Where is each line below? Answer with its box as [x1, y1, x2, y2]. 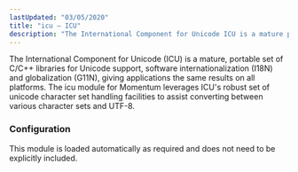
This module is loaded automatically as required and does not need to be [9, 143, 276, 153]
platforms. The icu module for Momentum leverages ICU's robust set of [9, 82, 271, 93]
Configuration [9, 123, 71, 136]
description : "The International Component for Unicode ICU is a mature [9, 29, 284, 38]
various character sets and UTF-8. [9, 101, 136, 112]
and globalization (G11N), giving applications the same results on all [9, 73, 255, 83]
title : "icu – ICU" [9, 21, 82, 30]
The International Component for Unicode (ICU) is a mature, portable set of [9, 54, 284, 65]
